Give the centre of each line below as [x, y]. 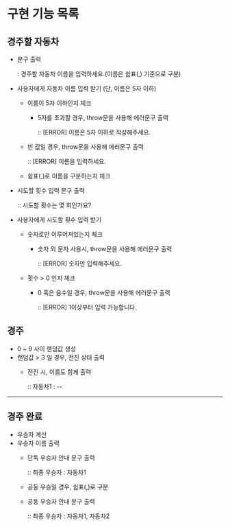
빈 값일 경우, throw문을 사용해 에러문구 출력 [85, 147]
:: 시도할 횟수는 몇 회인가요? [54, 205]
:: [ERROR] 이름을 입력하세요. [66, 161]
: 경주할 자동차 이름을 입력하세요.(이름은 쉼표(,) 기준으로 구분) [99, 74]
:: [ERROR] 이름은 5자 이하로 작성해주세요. [94, 132]
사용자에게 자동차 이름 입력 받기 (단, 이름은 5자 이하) [87, 89]
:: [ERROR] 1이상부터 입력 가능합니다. [87, 307]
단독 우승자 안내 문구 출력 [61, 458]
